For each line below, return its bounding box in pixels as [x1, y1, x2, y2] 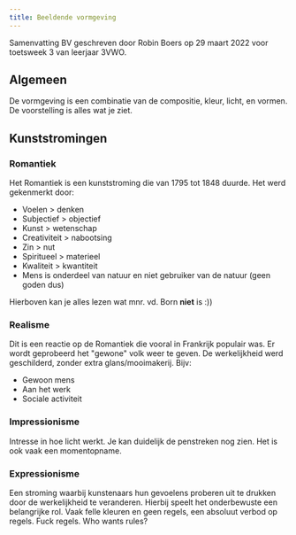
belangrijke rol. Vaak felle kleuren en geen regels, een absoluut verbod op [9, 507, 278, 517]
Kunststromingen [9, 130, 108, 146]
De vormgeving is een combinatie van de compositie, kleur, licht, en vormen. [9, 96, 288, 106]
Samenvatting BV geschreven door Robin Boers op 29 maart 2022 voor [9, 37, 269, 48]
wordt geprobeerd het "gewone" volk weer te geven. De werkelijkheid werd [9, 348, 284, 359]
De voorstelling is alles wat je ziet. [9, 105, 133, 116]
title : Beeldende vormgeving [9, 12, 117, 22]
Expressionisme [9, 467, 80, 479]
